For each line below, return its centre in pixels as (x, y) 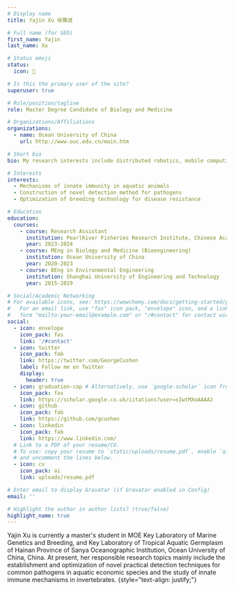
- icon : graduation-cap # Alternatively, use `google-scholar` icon (115, 387)
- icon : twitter (37, 347)
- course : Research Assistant (64, 231)
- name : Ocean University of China (65, 135)
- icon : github (36, 406)
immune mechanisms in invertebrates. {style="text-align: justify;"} (102, 580)
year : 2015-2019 (49, 283)
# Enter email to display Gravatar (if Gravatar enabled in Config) (109, 490)
